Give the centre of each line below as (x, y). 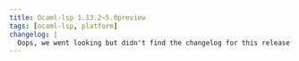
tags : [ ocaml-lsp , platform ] (64, 26)
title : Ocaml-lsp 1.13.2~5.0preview (77, 17)
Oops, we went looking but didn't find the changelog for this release (154, 43)
